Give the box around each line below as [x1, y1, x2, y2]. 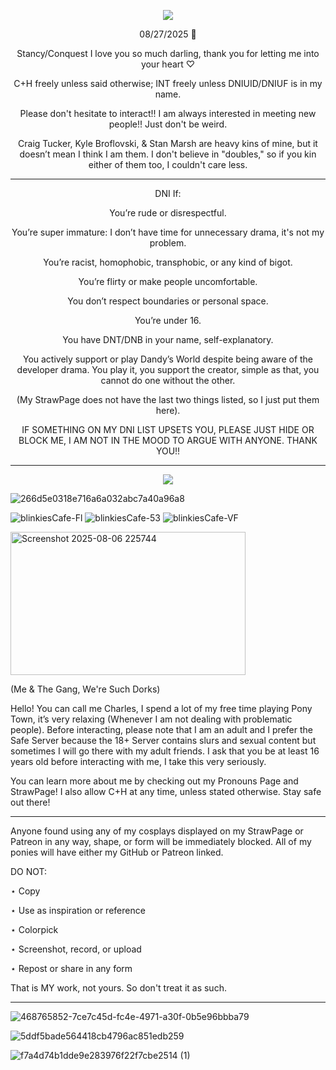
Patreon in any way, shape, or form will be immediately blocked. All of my [10, 836, 312, 847]
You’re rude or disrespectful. [109, 207, 227, 219]
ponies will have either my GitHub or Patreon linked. [10, 846, 224, 858]
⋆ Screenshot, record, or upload [10, 943, 142, 955]
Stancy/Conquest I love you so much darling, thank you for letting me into [16, 48, 320, 59]
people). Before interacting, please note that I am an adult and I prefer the [10, 724, 313, 735]
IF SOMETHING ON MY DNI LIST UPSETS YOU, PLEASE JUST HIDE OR [21, 424, 315, 435]
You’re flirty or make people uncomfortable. [78, 276, 258, 287]
